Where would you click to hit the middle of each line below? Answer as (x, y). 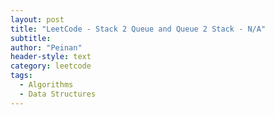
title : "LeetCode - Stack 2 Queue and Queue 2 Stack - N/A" (138, 29)
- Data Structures (58, 94)
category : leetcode (51, 66)
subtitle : (31, 38)
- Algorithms (46, 85)
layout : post (37, 19)
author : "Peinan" (46, 47)
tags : (21, 76)
